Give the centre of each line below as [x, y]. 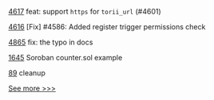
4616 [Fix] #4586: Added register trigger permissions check [107, 27]
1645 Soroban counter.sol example [65, 58]
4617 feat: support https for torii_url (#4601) [85, 12]
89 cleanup [27, 73]
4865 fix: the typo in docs [51, 42]
